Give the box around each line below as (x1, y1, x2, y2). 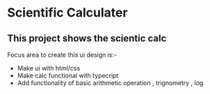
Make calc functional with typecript (17, 71, 119, 79)
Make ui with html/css (17, 64, 81, 72)
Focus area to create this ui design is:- (7, 50, 117, 59)
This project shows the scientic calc (7, 32, 167, 44)
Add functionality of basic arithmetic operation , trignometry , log (17, 79, 204, 87)
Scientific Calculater (7, 5, 128, 21)
